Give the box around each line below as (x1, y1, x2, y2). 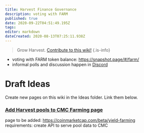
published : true (5, 16, 38, 21)
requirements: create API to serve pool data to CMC (5, 122, 108, 128)
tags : (5, 25, 16, 30)
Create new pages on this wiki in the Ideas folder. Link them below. (5, 94, 138, 100)
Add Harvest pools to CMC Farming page (5, 106, 103, 113)
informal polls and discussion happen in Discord (12, 61, 108, 67)
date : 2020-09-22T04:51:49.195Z (5, 20, 70, 26)
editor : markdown (5, 29, 40, 34)
